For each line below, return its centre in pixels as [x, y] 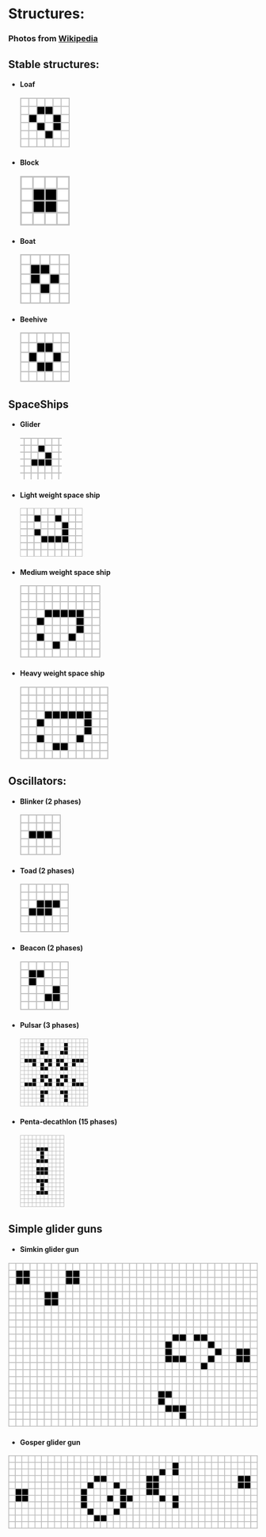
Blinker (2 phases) [50, 801]
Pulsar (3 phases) [49, 1025]
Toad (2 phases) [47, 870]
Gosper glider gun [50, 1442]
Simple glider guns [55, 1229]
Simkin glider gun [49, 1249]
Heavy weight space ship [62, 673]
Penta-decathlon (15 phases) [68, 1122]
